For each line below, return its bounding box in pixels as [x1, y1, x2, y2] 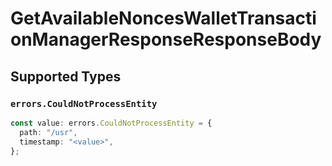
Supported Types [10, 68, 122, 85]
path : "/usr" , [19, 127, 78, 137]
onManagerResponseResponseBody [10, 28, 322, 51]
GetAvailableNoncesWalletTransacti [10, 7, 317, 30]
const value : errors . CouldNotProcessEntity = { [10, 118, 213, 128]
